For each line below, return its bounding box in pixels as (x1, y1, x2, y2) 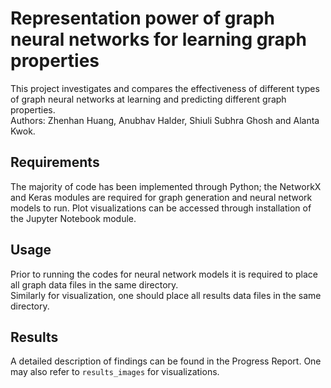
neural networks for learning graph (10, 28, 307, 51)
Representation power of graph (10, 7, 275, 30)
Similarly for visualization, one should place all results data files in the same (10, 289, 322, 301)
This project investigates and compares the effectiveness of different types (10, 82, 320, 94)
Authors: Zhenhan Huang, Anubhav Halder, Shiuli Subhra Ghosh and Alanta (10, 114, 320, 126)
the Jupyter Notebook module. (10, 212, 137, 224)
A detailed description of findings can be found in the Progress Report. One (10, 355, 322, 367)
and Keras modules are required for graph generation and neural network (10, 191, 313, 203)
